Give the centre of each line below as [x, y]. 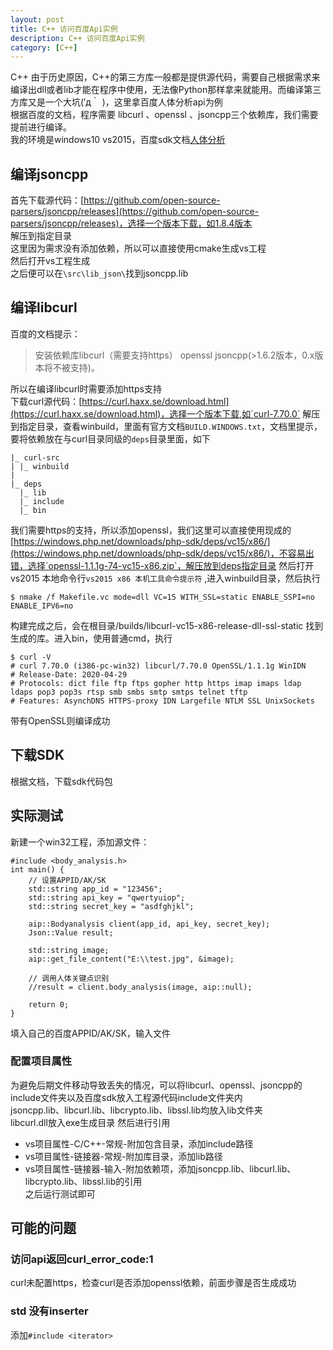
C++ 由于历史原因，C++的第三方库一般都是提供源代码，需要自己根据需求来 [165, 77]
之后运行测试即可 [60, 1193]
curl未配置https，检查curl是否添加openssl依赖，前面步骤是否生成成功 [153, 1283]
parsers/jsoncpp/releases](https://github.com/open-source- [135, 212]
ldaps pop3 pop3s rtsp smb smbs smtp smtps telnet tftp [129, 692]
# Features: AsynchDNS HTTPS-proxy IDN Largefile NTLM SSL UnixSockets [162, 701]
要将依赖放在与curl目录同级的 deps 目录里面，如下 [110, 438]
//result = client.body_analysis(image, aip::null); [140, 987]
